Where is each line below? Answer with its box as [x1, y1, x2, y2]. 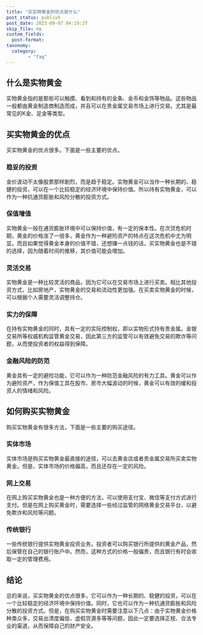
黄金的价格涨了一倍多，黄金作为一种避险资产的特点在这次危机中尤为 [16, 232, 186, 239]
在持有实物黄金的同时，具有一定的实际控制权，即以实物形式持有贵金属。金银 [6, 325, 197, 332]
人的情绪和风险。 [11, 387, 54, 394]
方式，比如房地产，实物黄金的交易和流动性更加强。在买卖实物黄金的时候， [11, 286, 197, 294]
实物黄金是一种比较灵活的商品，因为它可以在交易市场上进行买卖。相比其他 [6, 279, 192, 286]
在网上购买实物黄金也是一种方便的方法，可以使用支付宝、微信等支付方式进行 [6, 494, 197, 501]
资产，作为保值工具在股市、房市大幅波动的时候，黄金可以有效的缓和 [22, 379, 192, 387]
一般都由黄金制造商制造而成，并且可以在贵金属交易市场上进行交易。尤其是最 [6, 102, 197, 109]
